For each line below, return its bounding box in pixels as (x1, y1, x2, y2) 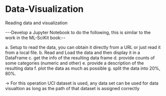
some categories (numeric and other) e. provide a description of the (5, 60, 144, 66)
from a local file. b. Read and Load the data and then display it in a (5, 49, 140, 55)
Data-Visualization (5, 3, 84, 15)
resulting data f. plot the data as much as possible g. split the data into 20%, (5, 65, 161, 71)
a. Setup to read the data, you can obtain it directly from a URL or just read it (5, 44, 161, 50)
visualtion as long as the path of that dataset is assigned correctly (5, 85, 140, 91)
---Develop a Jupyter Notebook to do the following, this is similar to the (5, 29, 151, 35)
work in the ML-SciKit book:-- (5, 35, 66, 41)
